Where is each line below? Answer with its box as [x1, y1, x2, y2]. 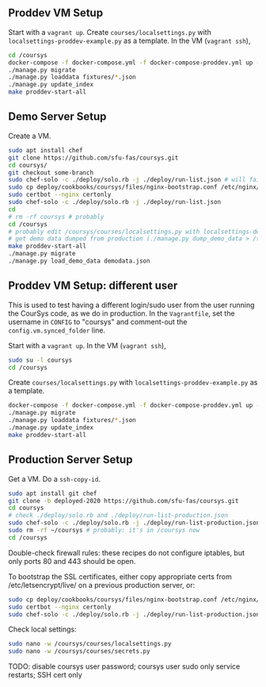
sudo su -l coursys [8, 356, 73, 364]
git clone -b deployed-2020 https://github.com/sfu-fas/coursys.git [8, 497, 239, 505]
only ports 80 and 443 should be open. [8, 556, 136, 566]
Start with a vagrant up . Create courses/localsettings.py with [8, 27, 211, 36]
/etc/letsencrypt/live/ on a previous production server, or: [8, 580, 196, 589]
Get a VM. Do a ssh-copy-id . [8, 474, 101, 483]
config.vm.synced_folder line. [8, 325, 105, 335]
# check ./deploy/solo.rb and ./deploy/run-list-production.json [8, 512, 228, 520]
